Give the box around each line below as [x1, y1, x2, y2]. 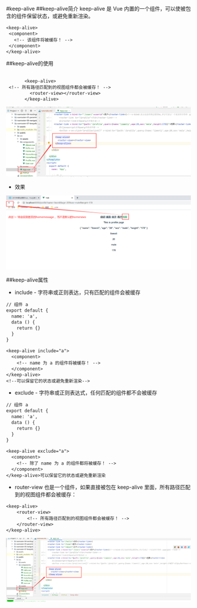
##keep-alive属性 [6, 276, 49, 283]
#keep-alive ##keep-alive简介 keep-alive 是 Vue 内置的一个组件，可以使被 [6, 5, 186, 12]
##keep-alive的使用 [6, 60, 54, 66]
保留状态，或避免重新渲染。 [26, 12, 94, 19]
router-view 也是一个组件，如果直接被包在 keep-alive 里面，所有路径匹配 [14, 484, 191, 491]
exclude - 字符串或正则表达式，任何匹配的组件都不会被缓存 [14, 389, 157, 396]
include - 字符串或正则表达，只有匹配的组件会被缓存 [14, 289, 141, 296]
